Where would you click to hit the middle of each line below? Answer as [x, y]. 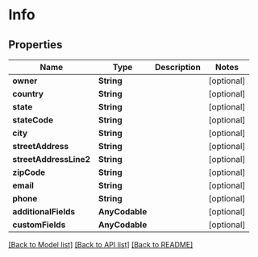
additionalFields [44, 211]
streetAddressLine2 [52, 159]
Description [178, 67]
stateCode [33, 120]
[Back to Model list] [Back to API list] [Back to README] [101, 245]
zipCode [29, 172]
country [28, 94]
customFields [39, 225]
